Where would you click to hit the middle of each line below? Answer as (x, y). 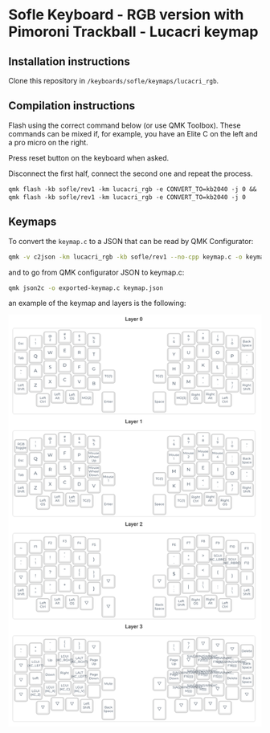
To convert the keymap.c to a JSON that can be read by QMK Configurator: (131, 241)
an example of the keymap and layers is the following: (97, 303)
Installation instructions (69, 61)
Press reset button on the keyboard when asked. (89, 157)
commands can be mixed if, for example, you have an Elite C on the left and (133, 133)
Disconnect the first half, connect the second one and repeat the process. (131, 173)
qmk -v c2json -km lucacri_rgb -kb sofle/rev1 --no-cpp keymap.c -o (125, 257)
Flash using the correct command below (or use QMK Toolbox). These (125, 125)
